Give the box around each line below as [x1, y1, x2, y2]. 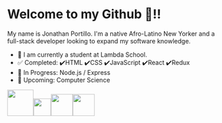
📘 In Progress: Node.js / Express [17, 68, 110, 76]
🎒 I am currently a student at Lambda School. [17, 50, 148, 59]
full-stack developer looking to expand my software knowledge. [7, 36, 191, 45]
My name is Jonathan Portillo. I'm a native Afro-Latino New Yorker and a [7, 29, 215, 38]
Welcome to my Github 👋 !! [7, 6, 162, 22]
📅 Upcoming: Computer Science [17, 75, 110, 84]
